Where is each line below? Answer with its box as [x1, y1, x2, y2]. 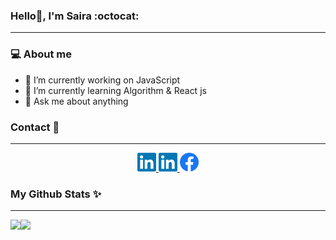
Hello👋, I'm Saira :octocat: [10, 9, 140, 23]
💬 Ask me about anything [24, 95, 129, 107]
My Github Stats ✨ [10, 187, 102, 201]
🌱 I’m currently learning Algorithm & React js [24, 84, 207, 96]
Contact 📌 [10, 120, 60, 134]
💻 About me [10, 47, 72, 61]
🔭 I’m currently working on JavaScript [24, 74, 181, 86]
